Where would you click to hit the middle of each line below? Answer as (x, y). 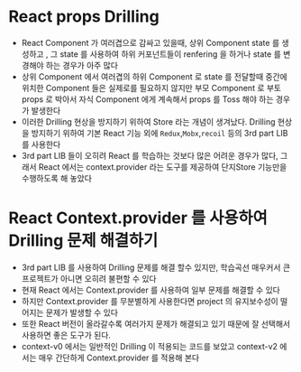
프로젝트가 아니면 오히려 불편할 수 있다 (89, 278)
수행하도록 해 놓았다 (56, 178)
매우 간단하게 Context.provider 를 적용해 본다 (119, 358)
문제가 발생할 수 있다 (82, 312)
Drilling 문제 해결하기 (83, 241)
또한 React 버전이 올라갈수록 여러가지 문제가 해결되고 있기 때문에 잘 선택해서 (155, 323)
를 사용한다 (41, 144)
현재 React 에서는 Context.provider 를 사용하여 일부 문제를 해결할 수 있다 (150, 290)
